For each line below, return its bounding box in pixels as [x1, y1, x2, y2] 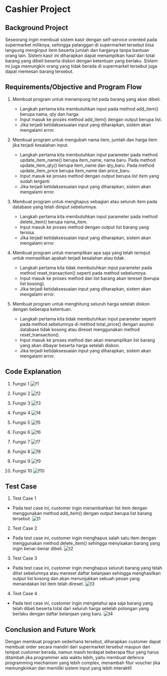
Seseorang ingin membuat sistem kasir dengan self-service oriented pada [5, 36, 158, 42]
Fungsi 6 [12, 429, 31, 435]
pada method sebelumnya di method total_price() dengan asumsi [19, 321, 154, 327]
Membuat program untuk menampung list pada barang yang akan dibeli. [12, 96, 161, 102]
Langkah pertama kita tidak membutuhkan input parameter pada [19, 265, 152, 271]
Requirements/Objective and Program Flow [5, 83, 142, 91]
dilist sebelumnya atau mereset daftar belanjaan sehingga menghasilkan [12, 570, 161, 576]
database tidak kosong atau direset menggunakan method [19, 326, 140, 333]
